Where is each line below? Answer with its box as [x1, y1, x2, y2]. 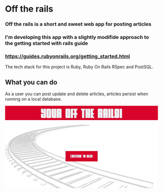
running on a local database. [5, 96, 62, 102]
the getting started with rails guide [5, 40, 88, 47]
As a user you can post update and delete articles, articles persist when [5, 91, 148, 97]
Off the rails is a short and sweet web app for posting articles [5, 21, 152, 28]
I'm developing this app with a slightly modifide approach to [5, 34, 149, 41]
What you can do [5, 78, 57, 86]
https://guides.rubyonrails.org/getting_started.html [5, 53, 130, 59]
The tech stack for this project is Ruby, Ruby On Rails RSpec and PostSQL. [5, 64, 154, 70]
